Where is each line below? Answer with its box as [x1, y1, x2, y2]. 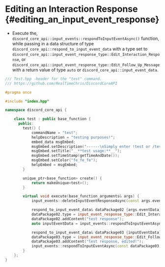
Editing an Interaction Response [5, 3, 138, 15]
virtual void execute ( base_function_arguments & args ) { [23, 194, 139, 199]
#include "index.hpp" [5, 99, 50, 104]
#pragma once [5, 90, 32, 95]
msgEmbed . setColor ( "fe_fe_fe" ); [31, 158, 98, 163]
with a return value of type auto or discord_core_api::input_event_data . [12, 67, 159, 72]
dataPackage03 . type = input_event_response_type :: [31, 234, 137, 239]
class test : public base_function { [14, 117, 91, 122]
